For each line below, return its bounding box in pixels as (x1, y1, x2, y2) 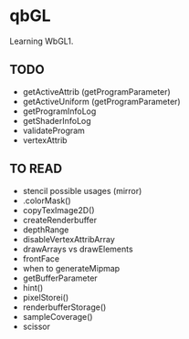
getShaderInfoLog (22, 115, 91, 126)
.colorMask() (22, 195, 71, 206)
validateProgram (22, 125, 85, 136)
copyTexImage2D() (22, 204, 95, 215)
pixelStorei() (22, 292, 69, 303)
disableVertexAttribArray (22, 233, 116, 244)
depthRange (22, 224, 69, 235)
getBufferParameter (22, 272, 98, 283)
